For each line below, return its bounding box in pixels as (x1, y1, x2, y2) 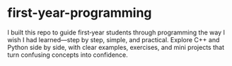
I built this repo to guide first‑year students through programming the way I (7, 28, 225, 37)
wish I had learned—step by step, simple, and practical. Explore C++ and (7, 35, 220, 44)
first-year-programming (7, 5, 152, 21)
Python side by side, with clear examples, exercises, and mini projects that (7, 43, 225, 51)
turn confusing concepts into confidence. (7, 51, 129, 59)
